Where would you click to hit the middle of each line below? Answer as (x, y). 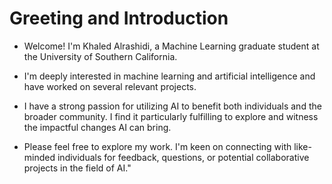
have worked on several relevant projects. (110, 86)
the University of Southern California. (100, 56)
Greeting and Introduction (119, 18)
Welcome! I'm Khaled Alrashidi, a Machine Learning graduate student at (171, 46)
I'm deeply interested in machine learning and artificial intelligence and (169, 76)
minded (39, 157)
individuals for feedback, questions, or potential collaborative (183, 157)
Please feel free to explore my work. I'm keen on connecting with (157, 146)
